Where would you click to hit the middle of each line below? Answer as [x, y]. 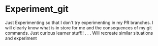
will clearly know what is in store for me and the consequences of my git [79, 27]
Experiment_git [37, 9]
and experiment [21, 38]
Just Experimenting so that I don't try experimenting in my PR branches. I [79, 23]
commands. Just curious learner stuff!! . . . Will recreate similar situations [79, 33]
